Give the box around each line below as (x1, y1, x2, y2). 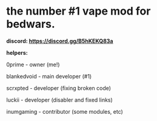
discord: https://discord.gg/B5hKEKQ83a (6, 37, 113, 44)
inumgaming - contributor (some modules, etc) (6, 108, 123, 115)
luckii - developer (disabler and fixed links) (6, 96, 113, 103)
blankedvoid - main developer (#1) (6, 72, 92, 80)
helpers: (6, 49, 28, 56)
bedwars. (6, 17, 56, 31)
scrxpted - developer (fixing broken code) (6, 84, 111, 92)
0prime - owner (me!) (6, 61, 60, 68)
